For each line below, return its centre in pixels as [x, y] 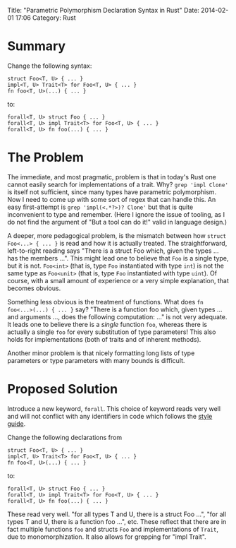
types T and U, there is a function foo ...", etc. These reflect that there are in [117, 521]
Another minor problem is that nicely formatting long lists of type [101, 353]
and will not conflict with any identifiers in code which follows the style [110, 416]
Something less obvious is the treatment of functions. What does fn [105, 302]
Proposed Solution [63, 389]
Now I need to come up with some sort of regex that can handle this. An [112, 199]
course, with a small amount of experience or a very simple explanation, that [118, 280]
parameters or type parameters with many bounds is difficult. [96, 360]
